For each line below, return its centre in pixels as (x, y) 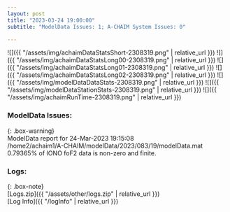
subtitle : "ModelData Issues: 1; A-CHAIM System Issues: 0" (97, 27)
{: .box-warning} (31, 131)
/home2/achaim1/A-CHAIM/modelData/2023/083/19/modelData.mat (105, 146)
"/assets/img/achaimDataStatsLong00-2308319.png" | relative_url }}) (116, 60)
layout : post (26, 14)
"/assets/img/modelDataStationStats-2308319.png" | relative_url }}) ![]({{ (112, 90)
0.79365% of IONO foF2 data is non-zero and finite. (82, 153)
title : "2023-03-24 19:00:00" (51, 20)
